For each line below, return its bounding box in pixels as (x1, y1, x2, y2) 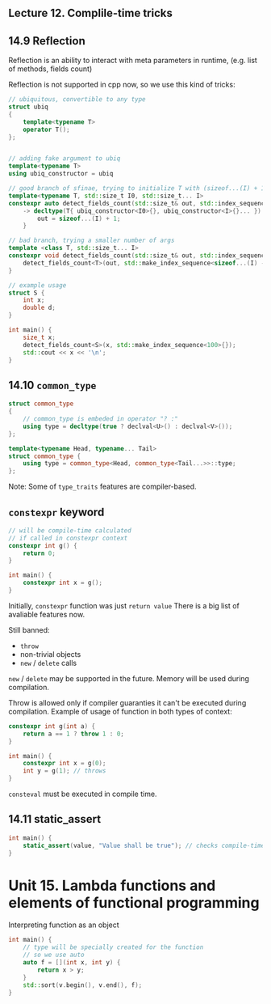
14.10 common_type (8, 378, 97, 392)
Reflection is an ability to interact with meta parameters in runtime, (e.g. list (8, 56, 258, 66)
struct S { (8, 289, 45, 297)
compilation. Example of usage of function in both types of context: (8, 706, 232, 716)
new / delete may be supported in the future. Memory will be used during (8, 673, 250, 683)
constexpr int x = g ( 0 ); (23, 760, 106, 768)
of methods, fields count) (8, 64, 93, 74)
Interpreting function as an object (8, 920, 119, 930)
